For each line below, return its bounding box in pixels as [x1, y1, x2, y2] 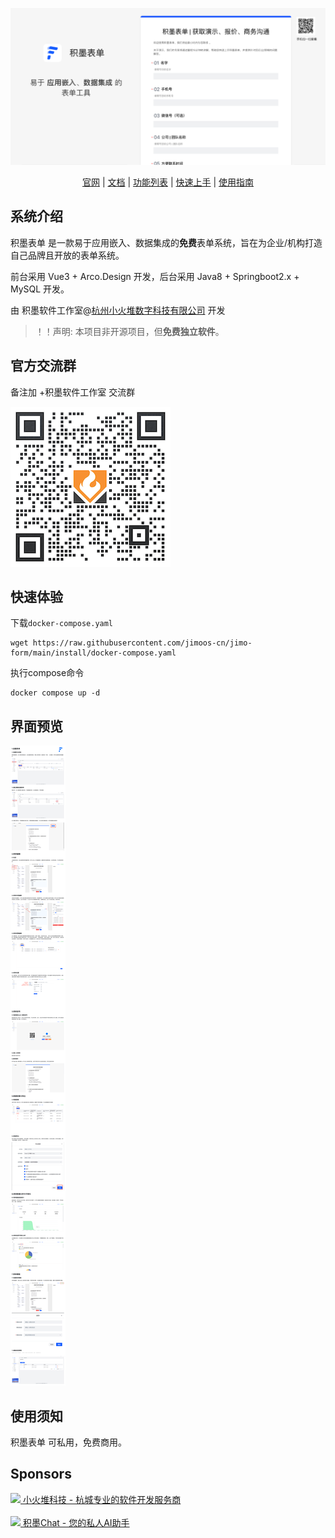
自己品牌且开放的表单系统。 [10, 249, 125, 261]
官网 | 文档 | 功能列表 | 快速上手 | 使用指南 [81, 176, 255, 188]
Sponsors [10, 1466, 72, 1483]
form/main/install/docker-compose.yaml [10, 648, 177, 658]
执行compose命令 [10, 667, 85, 679]
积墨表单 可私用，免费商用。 [10, 1436, 127, 1448]
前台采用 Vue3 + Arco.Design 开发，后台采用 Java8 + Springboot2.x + [10, 270, 300, 282]
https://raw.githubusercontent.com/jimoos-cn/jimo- [32, 638, 253, 648]
